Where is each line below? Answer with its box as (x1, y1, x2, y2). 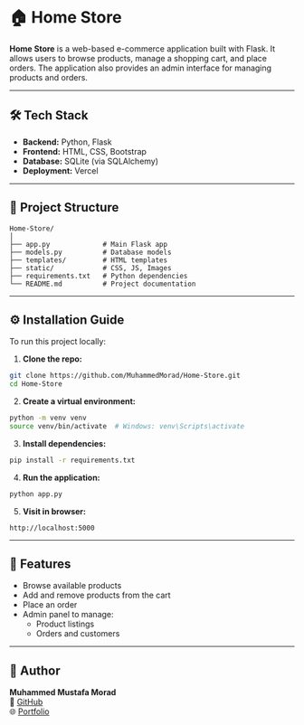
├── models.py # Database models (9, 248, 172, 257)
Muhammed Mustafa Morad (9, 687, 117, 698)
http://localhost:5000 (9, 523, 95, 532)
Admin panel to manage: (22, 609, 115, 620)
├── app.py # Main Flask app (9, 240, 168, 249)
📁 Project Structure (9, 200, 119, 215)
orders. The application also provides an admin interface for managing (9, 62, 272, 73)
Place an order (22, 599, 78, 610)
